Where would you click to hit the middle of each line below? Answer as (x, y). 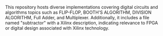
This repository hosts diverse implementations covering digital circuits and (82, 7)
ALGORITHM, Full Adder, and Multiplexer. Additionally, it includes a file (77, 18)
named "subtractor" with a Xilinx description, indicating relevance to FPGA (81, 23)
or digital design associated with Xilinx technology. (57, 28)
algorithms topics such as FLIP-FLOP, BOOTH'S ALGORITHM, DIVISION (79, 12)
